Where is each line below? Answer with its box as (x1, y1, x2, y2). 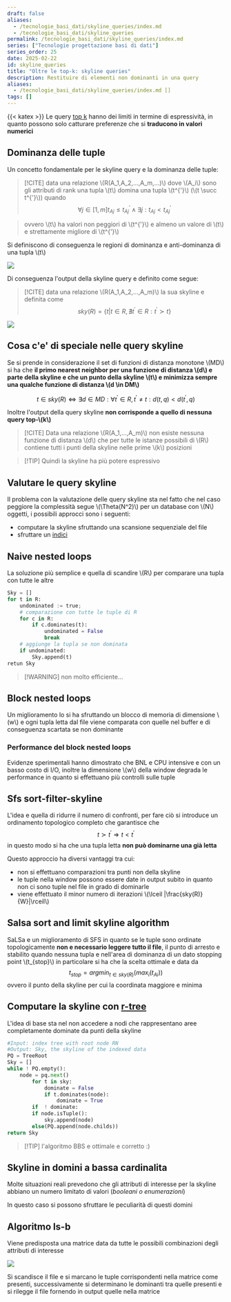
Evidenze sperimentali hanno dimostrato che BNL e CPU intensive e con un (7, 758, 221, 766)
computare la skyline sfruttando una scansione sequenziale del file (17, 523, 208, 532)
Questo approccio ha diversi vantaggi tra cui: (7, 854, 135, 863)
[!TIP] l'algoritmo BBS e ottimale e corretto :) (23, 1142, 150, 1150)
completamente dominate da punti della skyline (7, 1026, 141, 1034)
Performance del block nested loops (7, 743, 131, 752)
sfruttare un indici (17, 530, 68, 539)
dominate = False (43, 1084, 94, 1092)
